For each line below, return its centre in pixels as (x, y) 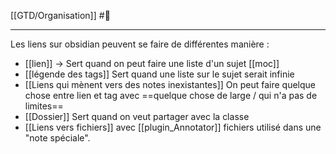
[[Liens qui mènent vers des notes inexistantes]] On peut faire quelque (170, 84)
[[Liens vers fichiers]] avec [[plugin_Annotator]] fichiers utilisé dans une (173, 127)
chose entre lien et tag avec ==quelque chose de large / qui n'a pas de (171, 95)
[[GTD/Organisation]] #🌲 (60, 15)
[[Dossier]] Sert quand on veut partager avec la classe (137, 116)
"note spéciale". (57, 138)
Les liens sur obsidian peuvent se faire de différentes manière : (140, 44)
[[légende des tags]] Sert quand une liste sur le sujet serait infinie (159, 74)
